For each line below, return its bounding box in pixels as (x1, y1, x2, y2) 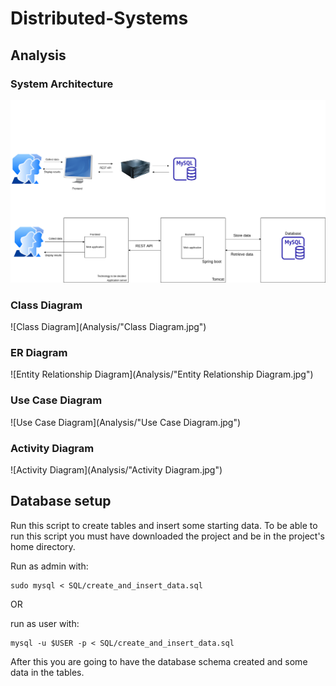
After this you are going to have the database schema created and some (10, 655, 308, 667)
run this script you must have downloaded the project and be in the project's (10, 530, 325, 542)
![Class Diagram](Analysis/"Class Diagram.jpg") (10, 321, 207, 333)
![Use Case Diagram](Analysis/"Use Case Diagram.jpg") (10, 416, 242, 428)
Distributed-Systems (10, 7, 189, 30)
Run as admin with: (10, 560, 89, 572)
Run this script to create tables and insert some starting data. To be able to (10, 519, 318, 531)
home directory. (10, 540, 76, 552)
